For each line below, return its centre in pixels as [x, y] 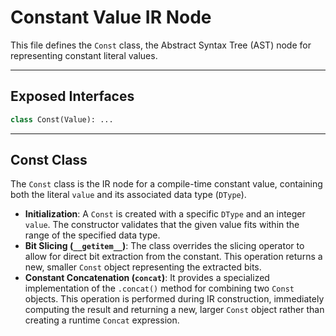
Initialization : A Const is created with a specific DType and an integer [165, 214]
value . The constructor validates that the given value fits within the [162, 225]
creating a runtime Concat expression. [102, 320]
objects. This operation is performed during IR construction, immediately [174, 299]
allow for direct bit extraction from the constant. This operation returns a [173, 257]
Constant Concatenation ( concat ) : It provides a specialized [147, 278]
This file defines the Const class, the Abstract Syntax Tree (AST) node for [161, 45]
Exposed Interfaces [72, 96]
